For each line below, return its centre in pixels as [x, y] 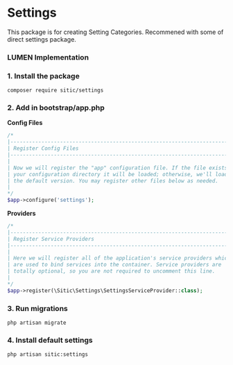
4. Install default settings [50, 340]
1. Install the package [43, 76]
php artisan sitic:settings [48, 355]
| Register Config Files [43, 148]
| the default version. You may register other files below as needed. [113, 181]
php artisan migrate [37, 323]
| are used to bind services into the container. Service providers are [114, 265]
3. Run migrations [37, 308]
